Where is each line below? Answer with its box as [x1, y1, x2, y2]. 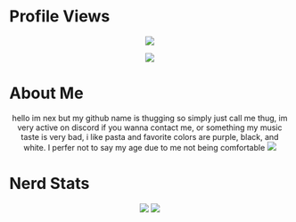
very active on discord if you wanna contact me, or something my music [17, 122, 283, 133]
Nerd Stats [9, 174, 90, 193]
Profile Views [9, 6, 111, 27]
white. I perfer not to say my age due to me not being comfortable [23, 142, 266, 152]
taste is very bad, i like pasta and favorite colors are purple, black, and [21, 131, 279, 142]
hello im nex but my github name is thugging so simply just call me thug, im [12, 112, 288, 123]
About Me [9, 83, 84, 103]
